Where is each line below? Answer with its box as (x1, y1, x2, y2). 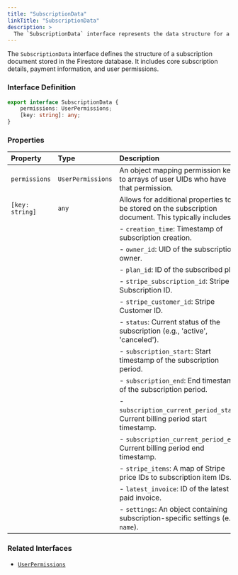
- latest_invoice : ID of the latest (119, 484, 229, 494)
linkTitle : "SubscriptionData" (7, 17, 100, 24)
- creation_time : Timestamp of (119, 224, 223, 234)
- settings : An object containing (119, 505, 228, 515)
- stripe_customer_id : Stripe (119, 297, 215, 307)
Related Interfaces (7, 544, 72, 554)
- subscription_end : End (119, 376, 200, 385)
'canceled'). (119, 335, 159, 345)
